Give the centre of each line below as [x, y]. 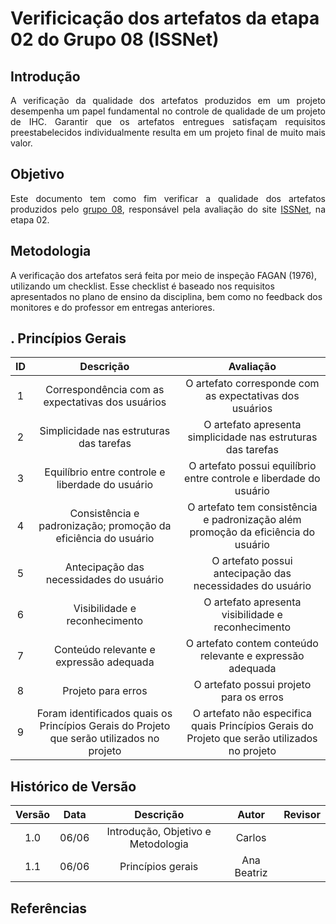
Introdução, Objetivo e [159, 832]
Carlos [251, 838]
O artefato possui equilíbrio [252, 466]
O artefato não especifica [252, 714]
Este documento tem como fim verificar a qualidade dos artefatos [168, 198]
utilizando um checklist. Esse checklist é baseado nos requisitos [142, 286]
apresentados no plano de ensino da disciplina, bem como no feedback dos [166, 296]
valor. [21, 143]
